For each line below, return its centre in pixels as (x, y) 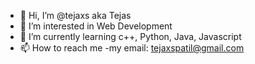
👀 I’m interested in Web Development (96, 26)
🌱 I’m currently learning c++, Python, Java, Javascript (130, 36)
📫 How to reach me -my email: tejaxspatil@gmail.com (132, 48)
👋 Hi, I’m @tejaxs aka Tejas (75, 15)
